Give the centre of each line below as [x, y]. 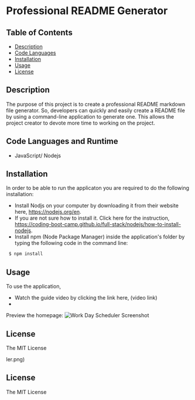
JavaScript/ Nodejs [38, 155]
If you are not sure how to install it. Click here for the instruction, [92, 218]
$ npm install [26, 254]
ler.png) [16, 359]
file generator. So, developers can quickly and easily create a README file [96, 110]
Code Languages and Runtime [62, 141]
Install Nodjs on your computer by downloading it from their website [96, 206]
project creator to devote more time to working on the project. [81, 123]
